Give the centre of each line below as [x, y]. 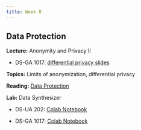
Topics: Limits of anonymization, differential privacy [71, 74]
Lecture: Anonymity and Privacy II [49, 51]
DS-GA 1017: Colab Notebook [51, 121]
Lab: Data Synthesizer [34, 98]
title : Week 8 [24, 12]
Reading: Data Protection [38, 86]
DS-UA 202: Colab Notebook [51, 109]
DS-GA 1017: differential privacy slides [62, 63]
